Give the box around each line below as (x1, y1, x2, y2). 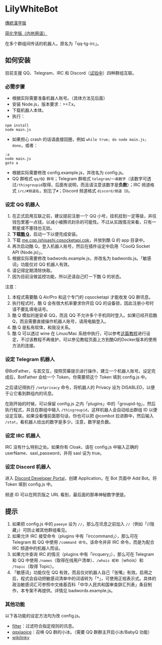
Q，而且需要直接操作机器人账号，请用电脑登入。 (12, 318, 109, 324)
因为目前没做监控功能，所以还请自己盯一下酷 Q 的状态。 (12, 274, 124, 280)
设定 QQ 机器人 (5, 201, 40, 208)
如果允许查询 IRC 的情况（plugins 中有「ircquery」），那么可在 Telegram (12, 551, 154, 557)
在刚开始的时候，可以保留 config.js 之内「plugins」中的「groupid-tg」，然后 (5, 401, 156, 407)
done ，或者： (12, 142, 38, 148)
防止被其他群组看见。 (27, 527, 70, 533)
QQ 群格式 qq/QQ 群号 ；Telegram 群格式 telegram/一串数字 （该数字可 (12, 176, 147, 182)
